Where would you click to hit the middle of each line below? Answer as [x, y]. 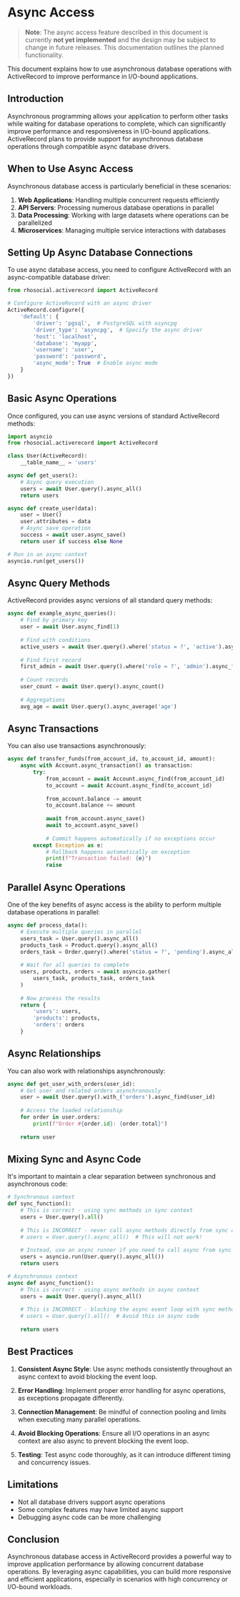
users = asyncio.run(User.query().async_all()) [92, 1257]
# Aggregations [43, 700]
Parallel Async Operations [67, 887]
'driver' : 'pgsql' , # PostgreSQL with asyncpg [105, 323]
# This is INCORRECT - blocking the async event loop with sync [118, 1310]
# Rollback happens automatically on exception [118, 852]
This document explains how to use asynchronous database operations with [120, 69]
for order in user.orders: [60, 1117]
